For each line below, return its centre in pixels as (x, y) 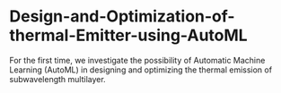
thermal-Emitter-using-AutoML (129, 35)
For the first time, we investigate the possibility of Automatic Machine (137, 60)
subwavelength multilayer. (57, 79)
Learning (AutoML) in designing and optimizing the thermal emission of (140, 70)
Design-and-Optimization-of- (122, 17)
